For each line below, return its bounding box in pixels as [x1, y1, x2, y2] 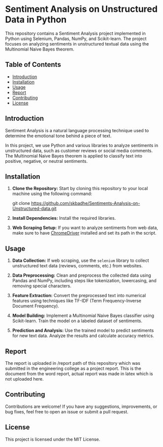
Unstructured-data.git [12, 205, 57, 211]
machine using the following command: [12, 191, 93, 197]
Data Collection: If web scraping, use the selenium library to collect [12, 257, 149, 263]
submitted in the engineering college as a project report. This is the [5, 365, 141, 371]
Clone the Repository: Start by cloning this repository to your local [12, 186, 148, 192]
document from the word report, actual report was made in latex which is [5, 371, 153, 377]
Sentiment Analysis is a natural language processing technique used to [5, 127, 149, 133]
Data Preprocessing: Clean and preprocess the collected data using [12, 272, 151, 278]
